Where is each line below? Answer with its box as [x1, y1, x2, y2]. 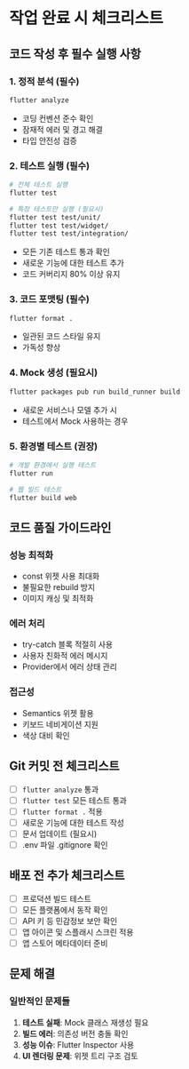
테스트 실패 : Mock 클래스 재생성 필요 [21, 1017, 149, 1027]
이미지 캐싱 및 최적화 [21, 593, 94, 604]
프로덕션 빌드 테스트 [21, 893, 91, 904]
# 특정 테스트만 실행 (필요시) [9, 204, 105, 213]
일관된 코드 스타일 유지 [21, 331, 101, 342]
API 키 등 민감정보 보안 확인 [21, 915, 118, 926]
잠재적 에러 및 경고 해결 [21, 124, 104, 134]
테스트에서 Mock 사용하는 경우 [21, 415, 129, 427]
